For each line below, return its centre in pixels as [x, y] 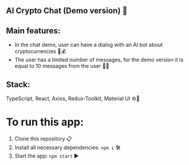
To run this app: [45, 122]
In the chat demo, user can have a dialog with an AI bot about [88, 45]
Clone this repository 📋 [43, 139]
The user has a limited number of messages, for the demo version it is [99, 60]
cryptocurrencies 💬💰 [40, 51]
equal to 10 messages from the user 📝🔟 [62, 66]
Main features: [33, 31]
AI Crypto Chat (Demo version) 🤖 [67, 11]
